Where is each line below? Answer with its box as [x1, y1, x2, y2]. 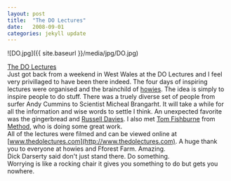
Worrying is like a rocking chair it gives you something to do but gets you [7, 159, 218, 168]
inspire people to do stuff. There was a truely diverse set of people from [7, 93, 216, 101]
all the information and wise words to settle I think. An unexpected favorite [7, 107, 223, 116]
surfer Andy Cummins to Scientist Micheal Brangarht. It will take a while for [7, 100, 225, 109]
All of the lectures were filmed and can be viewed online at [7, 130, 178, 138]
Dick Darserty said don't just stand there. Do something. [7, 152, 170, 161]
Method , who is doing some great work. [7, 122, 123, 130]
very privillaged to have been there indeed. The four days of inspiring [7, 78, 209, 86]
